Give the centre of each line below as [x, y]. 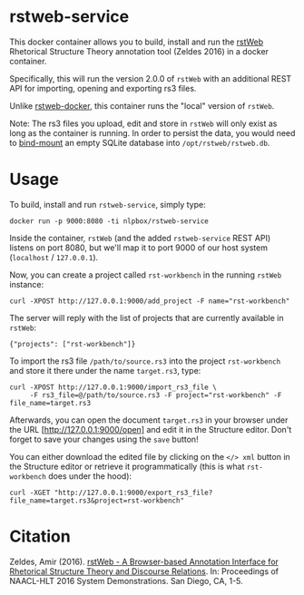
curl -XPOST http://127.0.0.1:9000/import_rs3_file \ [113, 387]
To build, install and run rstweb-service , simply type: [108, 204]
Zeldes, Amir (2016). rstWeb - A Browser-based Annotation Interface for [144, 561]
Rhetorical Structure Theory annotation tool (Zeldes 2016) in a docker [139, 51]
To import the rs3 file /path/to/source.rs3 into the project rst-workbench [145, 361]
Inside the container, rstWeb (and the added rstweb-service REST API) [140, 238]
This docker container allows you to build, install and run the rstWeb [137, 42]
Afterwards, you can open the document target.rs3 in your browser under [149, 420]
